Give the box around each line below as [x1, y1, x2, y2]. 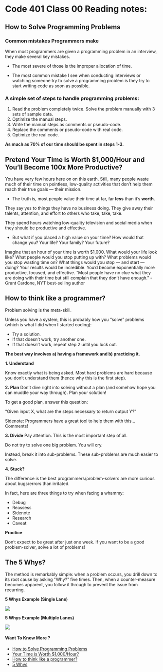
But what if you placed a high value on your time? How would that [12, 234, 144, 240]
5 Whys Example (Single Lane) [5, 596, 68, 602]
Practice [5, 529, 23, 535]
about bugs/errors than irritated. [5, 481, 70, 486]
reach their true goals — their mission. [5, 186, 82, 192]
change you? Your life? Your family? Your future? [12, 240, 110, 245]
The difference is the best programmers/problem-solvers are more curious [5, 475, 155, 481]
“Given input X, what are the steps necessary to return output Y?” [5, 408, 136, 414]
